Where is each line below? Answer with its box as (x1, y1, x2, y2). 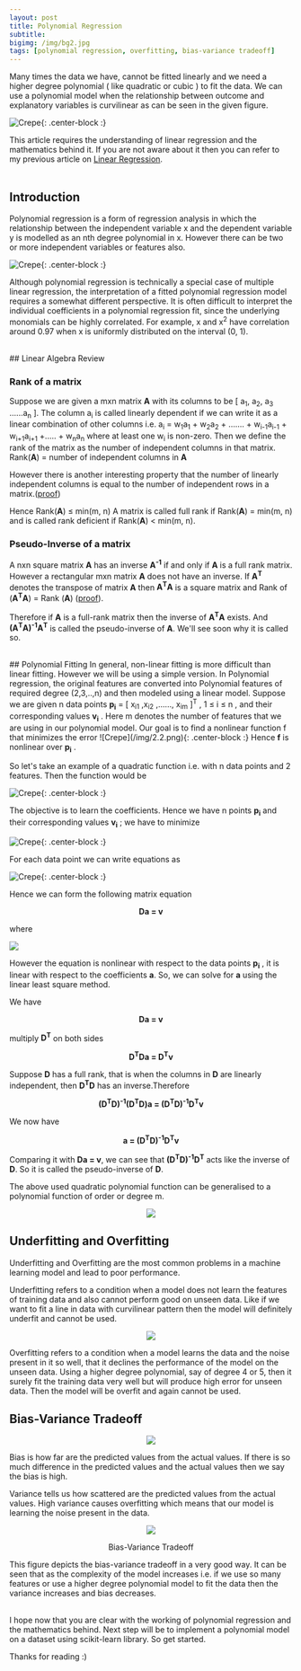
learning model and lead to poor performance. (9, 1267, 181, 1278)
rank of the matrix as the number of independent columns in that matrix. (9, 442, 276, 454)
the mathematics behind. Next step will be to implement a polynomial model (9, 1624, 290, 1635)
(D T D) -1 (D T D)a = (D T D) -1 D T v (98, 1097, 204, 1110)
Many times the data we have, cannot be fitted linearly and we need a (9, 71, 268, 82)
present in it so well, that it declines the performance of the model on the (9, 1357, 279, 1367)
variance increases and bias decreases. (9, 1587, 157, 1599)
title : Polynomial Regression (9, 22, 123, 31)
